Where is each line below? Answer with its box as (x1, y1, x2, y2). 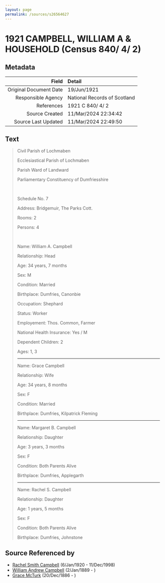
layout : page (5, 7, 32, 12)
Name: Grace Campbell (17, 363, 65, 369)
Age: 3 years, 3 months (17, 444, 65, 450)
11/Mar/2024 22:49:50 (67, 118, 123, 125)
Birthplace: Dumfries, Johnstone (17, 535, 83, 541)
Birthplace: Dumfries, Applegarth (17, 473, 84, 478)
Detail (67, 77, 82, 84)
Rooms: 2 (17, 215, 37, 221)
